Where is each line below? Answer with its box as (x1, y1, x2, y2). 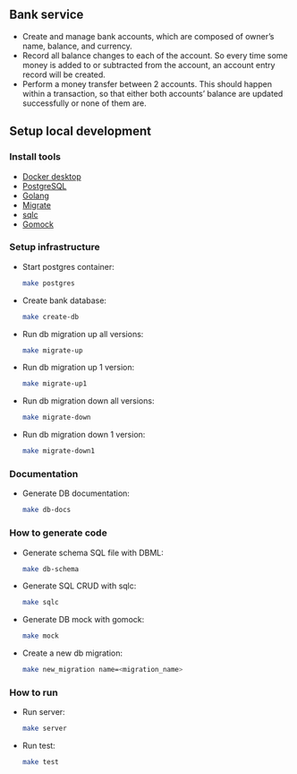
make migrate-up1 (21, 379, 88, 388)
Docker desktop (21, 170, 82, 182)
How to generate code (9, 526, 107, 539)
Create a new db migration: (21, 648, 123, 658)
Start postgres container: (21, 261, 115, 272)
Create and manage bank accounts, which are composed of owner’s (21, 30, 275, 41)
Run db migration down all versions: (21, 396, 155, 406)
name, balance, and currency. (21, 40, 132, 51)
